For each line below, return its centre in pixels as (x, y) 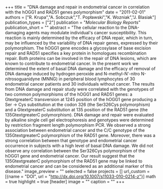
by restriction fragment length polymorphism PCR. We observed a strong (78, 125)
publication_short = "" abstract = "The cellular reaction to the (66, 28)
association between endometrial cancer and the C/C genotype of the (75, 130)
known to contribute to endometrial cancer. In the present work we (72, 63)
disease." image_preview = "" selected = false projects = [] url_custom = (78, 171)
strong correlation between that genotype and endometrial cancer (71, 140)
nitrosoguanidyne (23, 79)
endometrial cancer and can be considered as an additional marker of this (79, 166)
